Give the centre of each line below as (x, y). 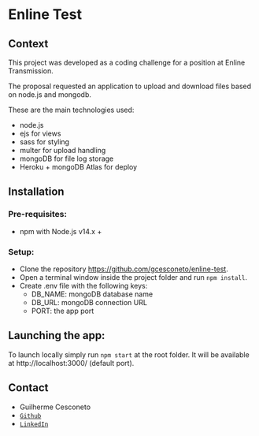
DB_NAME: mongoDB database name (92, 294)
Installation (36, 192)
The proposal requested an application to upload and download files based (130, 86)
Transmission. (31, 71)
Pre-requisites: (37, 214)
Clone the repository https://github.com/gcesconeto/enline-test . (124, 269)
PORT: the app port (63, 311)
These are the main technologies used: (71, 110)
